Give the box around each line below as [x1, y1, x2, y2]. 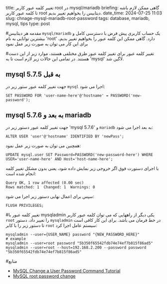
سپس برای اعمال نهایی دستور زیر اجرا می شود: [5, 193, 94, 199]
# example [5, 236, 26, 241]
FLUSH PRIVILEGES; [5, 203, 44, 208]
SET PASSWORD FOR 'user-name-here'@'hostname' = [5, 93, 109, 98]
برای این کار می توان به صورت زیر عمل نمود [5, 41, 88, 47]
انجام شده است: [5, 170, 36, 176]
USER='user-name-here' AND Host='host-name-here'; [5, 156, 113, 161]
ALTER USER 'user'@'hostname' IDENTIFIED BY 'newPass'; [5, 134, 124, 139]
